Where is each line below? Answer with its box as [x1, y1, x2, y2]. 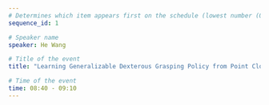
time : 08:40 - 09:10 [8, 84, 78, 92]
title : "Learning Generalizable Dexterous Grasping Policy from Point [8, 63, 249, 71]
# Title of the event [8, 55, 81, 64]
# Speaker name [8, 33, 59, 41]
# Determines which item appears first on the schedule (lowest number [8, 11, 252, 20]
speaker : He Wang [8, 41, 66, 49]
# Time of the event [8, 77, 78, 85]
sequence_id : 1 [8, 19, 59, 27]
